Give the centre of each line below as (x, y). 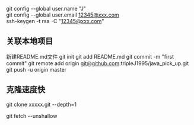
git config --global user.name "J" (46, 9)
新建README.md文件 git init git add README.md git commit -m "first (90, 56)
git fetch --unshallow (32, 116)
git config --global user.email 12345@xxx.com (63, 15)
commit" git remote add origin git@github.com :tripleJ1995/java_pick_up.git (98, 63)
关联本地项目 (30, 41)
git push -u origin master (36, 69)
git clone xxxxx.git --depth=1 (42, 104)
